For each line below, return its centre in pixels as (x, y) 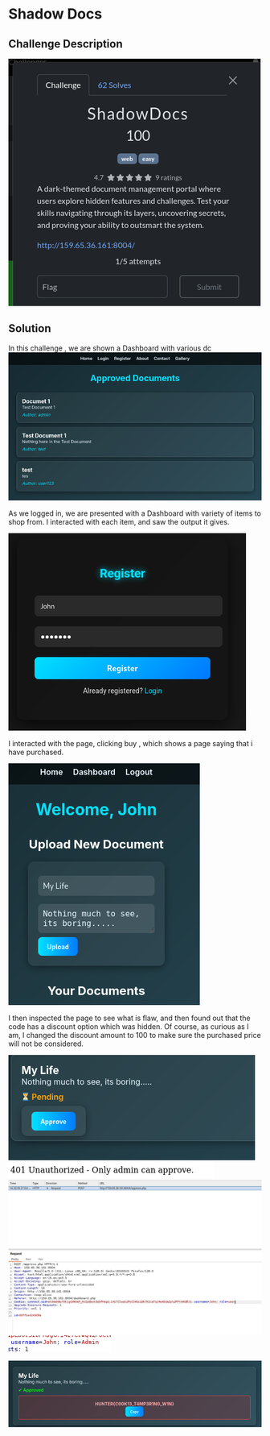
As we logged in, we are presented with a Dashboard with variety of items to (135, 513)
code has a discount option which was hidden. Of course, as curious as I (129, 1026)
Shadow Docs (55, 14)
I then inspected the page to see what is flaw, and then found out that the (129, 1018)
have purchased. (36, 752)
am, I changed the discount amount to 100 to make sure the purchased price (135, 1035)
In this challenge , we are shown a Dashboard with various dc (110, 348)
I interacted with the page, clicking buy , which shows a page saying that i (131, 743)
